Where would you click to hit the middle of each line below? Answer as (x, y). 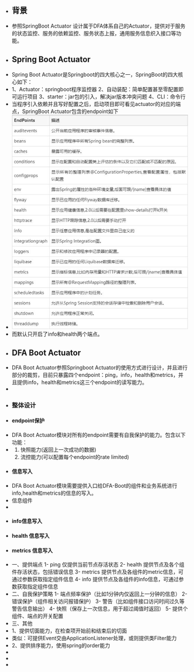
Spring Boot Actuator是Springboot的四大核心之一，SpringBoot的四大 (95, 74)
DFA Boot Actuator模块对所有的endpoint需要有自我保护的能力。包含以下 (98, 435)
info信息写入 (27, 521)
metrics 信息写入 (32, 550)
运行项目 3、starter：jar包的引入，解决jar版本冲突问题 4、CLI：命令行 (101, 97)
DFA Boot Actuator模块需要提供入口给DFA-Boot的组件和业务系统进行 (94, 485)
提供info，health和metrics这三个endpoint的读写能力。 (82, 382)
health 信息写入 (30, 535)
